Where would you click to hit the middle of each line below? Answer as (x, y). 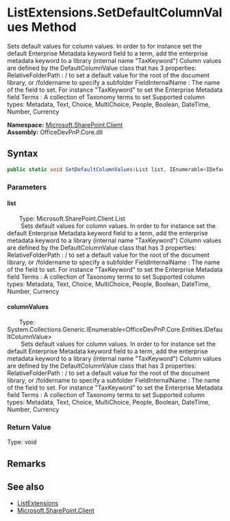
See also (26, 487)
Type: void (22, 442)
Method (54, 27)
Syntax (23, 154)
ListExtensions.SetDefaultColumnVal (115, 13)
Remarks (27, 463)
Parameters (27, 187)
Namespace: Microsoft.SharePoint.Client (65, 125)
